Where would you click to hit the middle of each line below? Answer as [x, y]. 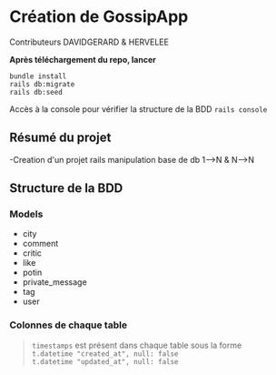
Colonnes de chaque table [69, 325]
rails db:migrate [42, 84]
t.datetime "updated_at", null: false [105, 361]
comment [40, 244]
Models [26, 214]
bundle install [38, 76]
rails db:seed [36, 92]
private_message [55, 282]
